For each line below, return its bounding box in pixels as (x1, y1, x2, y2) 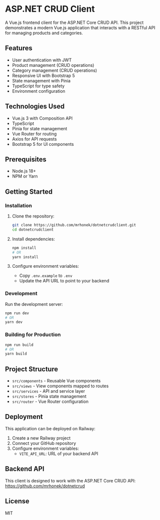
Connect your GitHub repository (12, 440, 76, 446)
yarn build (5, 351, 27, 357)
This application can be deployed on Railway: (5, 425, 96, 431)
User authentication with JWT (12, 57, 72, 63)
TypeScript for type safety (12, 83, 65, 89)
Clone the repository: (12, 213, 55, 219)
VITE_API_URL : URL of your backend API (19, 450, 98, 457)
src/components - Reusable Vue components (12, 378, 101, 384)
